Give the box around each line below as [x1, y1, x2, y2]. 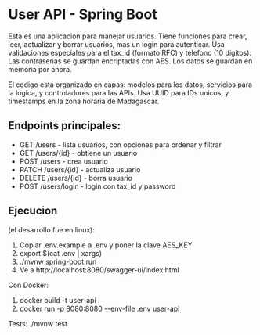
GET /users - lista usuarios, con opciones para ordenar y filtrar [19, 139, 222, 149]
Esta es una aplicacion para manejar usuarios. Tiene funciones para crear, [8, 31, 247, 41]
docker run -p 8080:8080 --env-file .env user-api [19, 304, 180, 313]
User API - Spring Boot [8, 5, 158, 23]
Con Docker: [8, 280, 49, 290]
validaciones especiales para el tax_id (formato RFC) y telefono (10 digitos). [8, 48, 252, 57]
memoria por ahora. [8, 64, 72, 74]
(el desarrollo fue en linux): [8, 225, 96, 234]
